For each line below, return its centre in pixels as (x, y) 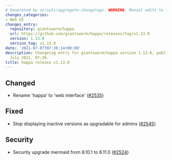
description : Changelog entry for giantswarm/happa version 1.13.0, (80, 53)
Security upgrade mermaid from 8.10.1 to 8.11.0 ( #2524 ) (71, 152)
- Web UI (15, 19)
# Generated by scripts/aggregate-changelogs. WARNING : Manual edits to (84, 10)
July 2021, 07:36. (30, 58)
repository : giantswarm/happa (42, 29)
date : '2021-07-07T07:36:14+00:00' (43, 48)
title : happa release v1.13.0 (38, 62)
